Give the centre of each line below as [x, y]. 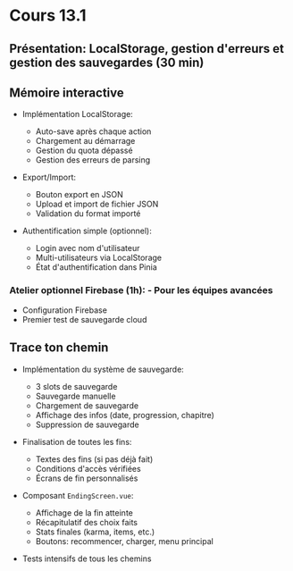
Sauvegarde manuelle [75, 396]
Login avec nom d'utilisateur [88, 248]
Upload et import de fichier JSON [97, 204]
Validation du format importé [88, 214]
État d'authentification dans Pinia [96, 267]
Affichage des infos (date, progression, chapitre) [125, 415]
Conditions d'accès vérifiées [88, 468]
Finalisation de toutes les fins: [77, 441]
